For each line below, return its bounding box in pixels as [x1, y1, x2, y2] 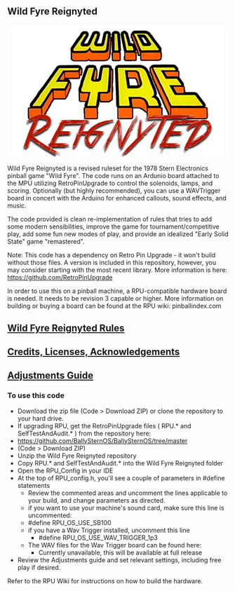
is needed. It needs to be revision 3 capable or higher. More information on [7, 294, 224, 303]
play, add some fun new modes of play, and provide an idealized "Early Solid [7, 230, 229, 238]
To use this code [7, 390, 65, 400]
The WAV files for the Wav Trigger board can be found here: [27, 541, 202, 549]
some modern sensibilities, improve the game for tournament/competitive [7, 222, 220, 231]
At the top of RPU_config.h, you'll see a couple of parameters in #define [17, 473, 226, 482]
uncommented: [27, 511, 72, 519]
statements [17, 481, 51, 489]
